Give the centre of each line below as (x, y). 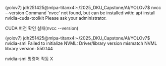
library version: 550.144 (29, 49)
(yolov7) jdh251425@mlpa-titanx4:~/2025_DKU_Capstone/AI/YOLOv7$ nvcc (83, 8)
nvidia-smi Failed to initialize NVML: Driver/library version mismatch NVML (81, 43)
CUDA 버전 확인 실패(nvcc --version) (42, 28)
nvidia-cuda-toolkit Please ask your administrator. (56, 18)
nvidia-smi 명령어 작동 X (29, 59)
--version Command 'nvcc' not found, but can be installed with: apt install (80, 13)
